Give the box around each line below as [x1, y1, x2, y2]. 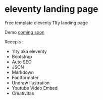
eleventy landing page [4, 3, 99, 15]
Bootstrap [11, 53, 32, 60]
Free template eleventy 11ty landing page [4, 20, 88, 26]
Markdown [11, 69, 34, 75]
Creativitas [11, 90, 34, 96]
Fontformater [11, 74, 39, 80]
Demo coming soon [4, 29, 45, 35]
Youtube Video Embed [11, 85, 58, 91]
